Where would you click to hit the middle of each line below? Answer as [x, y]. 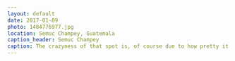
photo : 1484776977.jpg [41, 27]
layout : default [31, 14]
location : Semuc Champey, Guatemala [61, 33]
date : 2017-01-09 [33, 20]
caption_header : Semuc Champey [53, 40]
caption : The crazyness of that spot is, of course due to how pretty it [118, 46]
